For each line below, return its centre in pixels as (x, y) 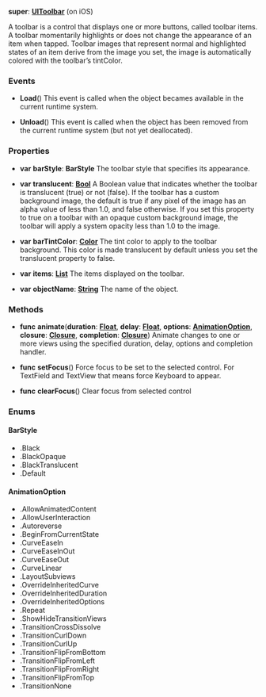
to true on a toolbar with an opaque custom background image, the (129, 217)
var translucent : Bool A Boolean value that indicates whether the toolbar (139, 184)
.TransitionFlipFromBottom (63, 653)
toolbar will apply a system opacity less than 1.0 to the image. (120, 226)
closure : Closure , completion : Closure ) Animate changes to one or (130, 335)
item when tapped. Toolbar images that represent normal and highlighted (127, 44)
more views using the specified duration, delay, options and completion (136, 343)
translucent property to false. (67, 258)
